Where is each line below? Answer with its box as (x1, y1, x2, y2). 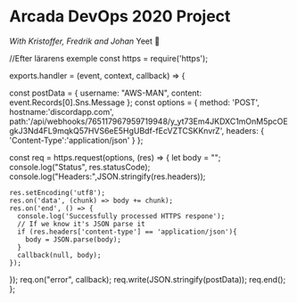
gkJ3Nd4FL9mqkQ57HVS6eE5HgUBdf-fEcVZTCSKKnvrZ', (9, 125, 225, 135)
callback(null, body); (17, 250, 102, 259)
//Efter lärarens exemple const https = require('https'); (9, 53, 208, 63)
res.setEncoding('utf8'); (9, 188, 105, 197)
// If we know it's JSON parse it (17, 219, 145, 228)
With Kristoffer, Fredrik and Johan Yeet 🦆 (9, 36, 161, 46)
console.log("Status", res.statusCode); (9, 161, 151, 172)
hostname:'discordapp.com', (9, 106, 114, 117)
